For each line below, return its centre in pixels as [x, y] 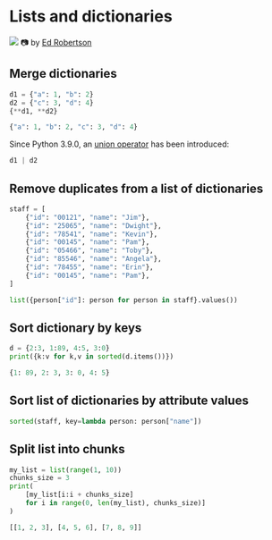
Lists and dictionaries [91, 17]
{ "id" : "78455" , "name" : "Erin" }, [89, 267]
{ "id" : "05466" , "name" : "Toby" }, [89, 251]
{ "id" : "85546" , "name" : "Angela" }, [94, 259]
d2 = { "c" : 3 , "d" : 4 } [51, 103]
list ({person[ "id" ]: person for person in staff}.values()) [124, 300]
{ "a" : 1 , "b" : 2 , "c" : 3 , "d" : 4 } [74, 127]
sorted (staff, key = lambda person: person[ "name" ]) [106, 421]
